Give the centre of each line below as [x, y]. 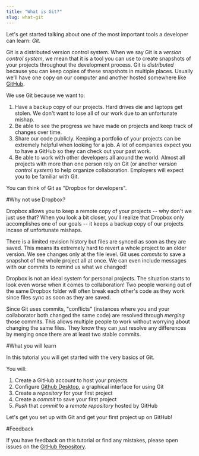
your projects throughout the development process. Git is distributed [90, 65]
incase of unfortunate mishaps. [44, 230]
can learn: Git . [23, 40]
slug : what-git [25, 17]
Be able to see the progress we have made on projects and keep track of [104, 126]
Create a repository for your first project [64, 393]
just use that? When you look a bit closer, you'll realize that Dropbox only [95, 217]
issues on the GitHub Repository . [46, 446]
